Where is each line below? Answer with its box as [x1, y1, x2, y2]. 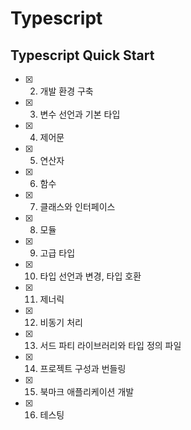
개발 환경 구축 [39, 85, 94, 97]
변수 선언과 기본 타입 [39, 108, 121, 120]
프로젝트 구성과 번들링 [39, 363, 127, 374]
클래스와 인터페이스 [39, 201, 116, 212]
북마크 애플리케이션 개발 [39, 386, 135, 397]
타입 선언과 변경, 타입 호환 [39, 270, 142, 282]
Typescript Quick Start [10, 47, 155, 64]
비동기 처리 [39, 317, 83, 328]
